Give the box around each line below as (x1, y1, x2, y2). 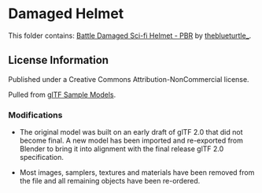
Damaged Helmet (8, 5, 124, 23)
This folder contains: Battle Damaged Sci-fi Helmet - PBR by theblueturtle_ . (8, 31, 252, 40)
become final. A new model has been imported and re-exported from (19, 135, 244, 146)
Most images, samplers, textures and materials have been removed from (19, 168, 255, 177)
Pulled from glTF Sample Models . (8, 90, 116, 99)
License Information (8, 54, 109, 67)
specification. (19, 153, 65, 162)
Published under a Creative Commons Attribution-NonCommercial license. (8, 74, 249, 84)
